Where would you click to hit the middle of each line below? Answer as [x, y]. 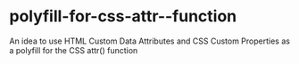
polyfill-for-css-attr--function [123, 16]
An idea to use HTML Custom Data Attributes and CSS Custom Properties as [149, 41]
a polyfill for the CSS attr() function [74, 50]
